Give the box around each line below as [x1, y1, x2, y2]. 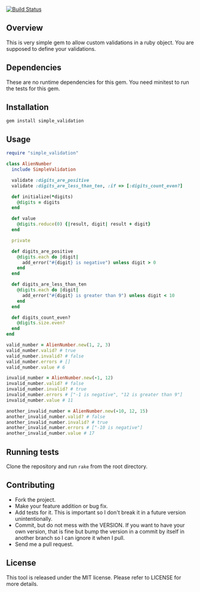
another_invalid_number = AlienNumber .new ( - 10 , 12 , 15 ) [6, 408, 148, 414]
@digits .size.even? [17, 320, 66, 326]
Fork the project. [14, 496, 56, 503]
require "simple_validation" [6, 150, 79, 156]
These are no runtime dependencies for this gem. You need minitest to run [6, 78, 189, 86]
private [11, 237, 31, 244]
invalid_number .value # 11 [6, 397, 73, 403]
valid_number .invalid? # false [6, 353, 84, 359]
